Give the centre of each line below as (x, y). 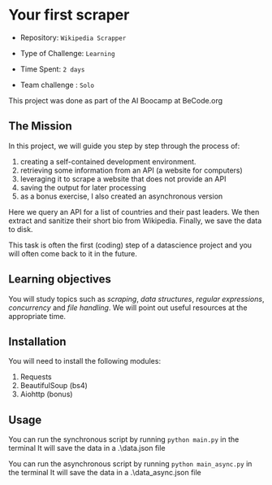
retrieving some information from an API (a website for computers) (132, 170)
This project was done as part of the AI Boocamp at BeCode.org (116, 100)
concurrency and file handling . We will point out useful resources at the (128, 308)
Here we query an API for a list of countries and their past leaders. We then (134, 212)
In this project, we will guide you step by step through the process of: (124, 146)
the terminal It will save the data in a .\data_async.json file (105, 473)
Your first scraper (69, 15)
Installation (37, 341)
